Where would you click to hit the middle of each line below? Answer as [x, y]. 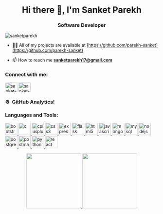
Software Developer [82, 25]
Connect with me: [27, 75]
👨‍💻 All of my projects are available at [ [50, 45]
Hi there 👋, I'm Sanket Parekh [82, 10]
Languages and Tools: [32, 115]
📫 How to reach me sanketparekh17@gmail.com [62, 60]
